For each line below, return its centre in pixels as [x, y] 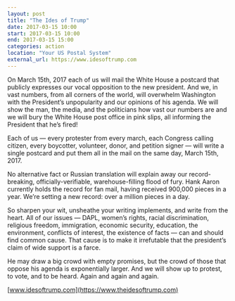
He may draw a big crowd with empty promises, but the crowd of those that [117, 261]
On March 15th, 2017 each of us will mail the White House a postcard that [113, 79]
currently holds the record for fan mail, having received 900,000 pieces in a [117, 189]
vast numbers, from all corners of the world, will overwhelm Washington [112, 94]
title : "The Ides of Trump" [49, 20]
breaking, [21, 181]
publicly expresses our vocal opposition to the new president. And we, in [113, 87]
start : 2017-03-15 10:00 [44, 33]
